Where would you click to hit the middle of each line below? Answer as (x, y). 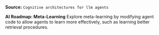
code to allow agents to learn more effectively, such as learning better (77, 22)
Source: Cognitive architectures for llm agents (57, 7)
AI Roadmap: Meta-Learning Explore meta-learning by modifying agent (79, 17)
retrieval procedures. (27, 27)
